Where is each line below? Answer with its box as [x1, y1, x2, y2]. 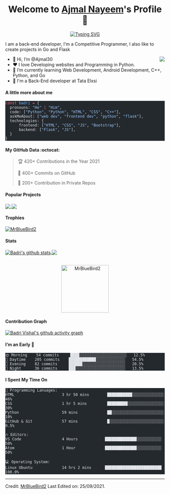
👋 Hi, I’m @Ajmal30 [12, 56, 53, 62]
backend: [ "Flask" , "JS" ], [18, 127, 76, 132]
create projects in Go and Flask [5, 46, 70, 52]
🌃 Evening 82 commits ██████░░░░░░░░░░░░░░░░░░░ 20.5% [5, 362, 144, 367]
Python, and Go [12, 72, 46, 78]
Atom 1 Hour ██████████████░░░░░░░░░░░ [5, 445, 162, 451]
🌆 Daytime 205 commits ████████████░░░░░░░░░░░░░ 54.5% [5, 357, 144, 362]
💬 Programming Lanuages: [5, 388, 58, 393]
